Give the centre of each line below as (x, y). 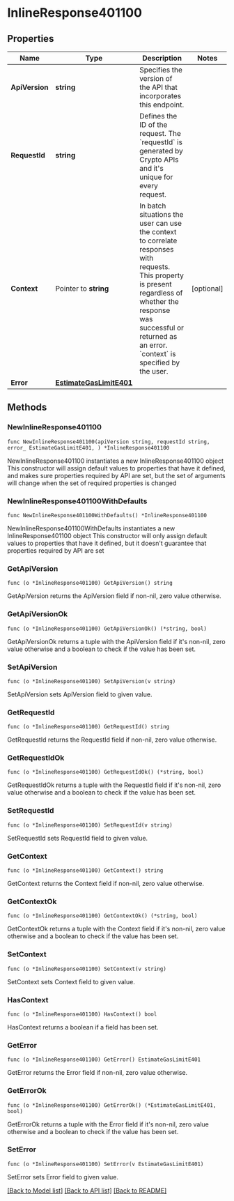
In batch (153, 206)
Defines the (158, 116)
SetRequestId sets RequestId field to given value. (78, 838)
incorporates (160, 96)
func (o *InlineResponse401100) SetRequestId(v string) (90, 825)
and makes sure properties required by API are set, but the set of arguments (116, 475)
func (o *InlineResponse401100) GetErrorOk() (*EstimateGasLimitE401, (112, 1105)
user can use (161, 223)
